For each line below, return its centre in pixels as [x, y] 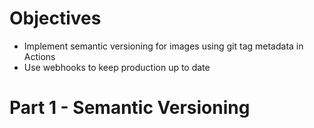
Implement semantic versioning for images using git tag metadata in [163, 46]
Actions [39, 56]
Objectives [55, 18]
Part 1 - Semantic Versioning [130, 108]
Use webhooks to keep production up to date [117, 67]
